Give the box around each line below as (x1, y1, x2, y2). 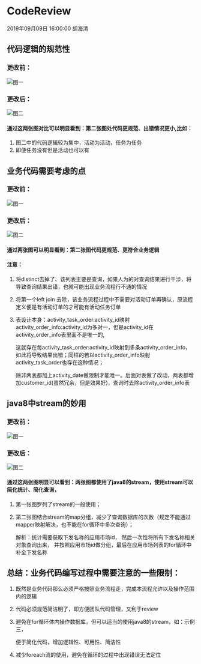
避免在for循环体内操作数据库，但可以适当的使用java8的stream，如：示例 (15, 618, 196, 625)
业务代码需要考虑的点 (7, 166, 86, 176)
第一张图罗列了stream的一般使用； (15, 501, 101, 508)
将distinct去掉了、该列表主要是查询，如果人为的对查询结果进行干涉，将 (15, 275, 191, 283)
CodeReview (7, 4, 71, 18)
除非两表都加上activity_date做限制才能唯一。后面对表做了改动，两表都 (15, 371, 188, 379)
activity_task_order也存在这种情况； (15, 358, 104, 366)
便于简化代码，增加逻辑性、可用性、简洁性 (15, 638, 121, 645)
